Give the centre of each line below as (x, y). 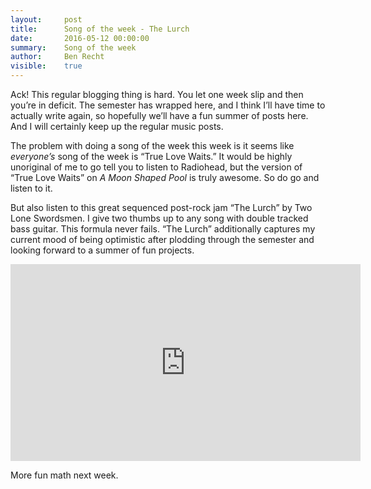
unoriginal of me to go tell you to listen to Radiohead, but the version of (156, 167)
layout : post (46, 19)
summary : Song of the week (73, 47)
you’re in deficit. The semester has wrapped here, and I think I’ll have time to (168, 105)
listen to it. (31, 188)
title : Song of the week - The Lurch (100, 29)
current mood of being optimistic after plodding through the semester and (162, 239)
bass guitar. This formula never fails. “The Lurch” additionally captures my (163, 229)
